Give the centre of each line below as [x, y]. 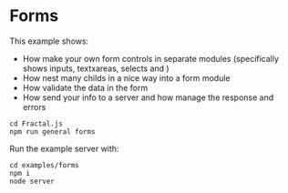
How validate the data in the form [85, 87]
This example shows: [49, 41]
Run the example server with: [64, 148]
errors [34, 107]
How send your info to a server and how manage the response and [148, 97]
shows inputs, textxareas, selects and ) [96, 68]
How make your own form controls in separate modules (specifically [151, 58]
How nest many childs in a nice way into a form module [126, 77]
